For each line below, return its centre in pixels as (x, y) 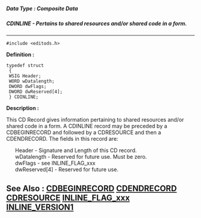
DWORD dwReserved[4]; (36, 92)
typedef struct (25, 66)
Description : (23, 108)
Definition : (20, 54)
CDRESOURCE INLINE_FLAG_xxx (68, 198)
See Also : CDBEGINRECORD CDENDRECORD (92, 188)
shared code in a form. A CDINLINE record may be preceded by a (87, 126)
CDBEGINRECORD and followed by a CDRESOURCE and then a (84, 132)
